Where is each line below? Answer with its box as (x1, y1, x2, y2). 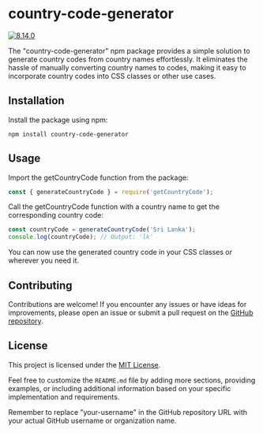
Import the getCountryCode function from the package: (8, 173, 189, 182)
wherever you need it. (8, 256, 80, 265)
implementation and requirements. (8, 392, 120, 401)
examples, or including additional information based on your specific (8, 383, 231, 393)
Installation (8, 94, 65, 107)
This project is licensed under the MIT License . (8, 360, 161, 369)
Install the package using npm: (8, 115, 108, 125)
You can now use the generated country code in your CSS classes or (8, 248, 233, 257)
